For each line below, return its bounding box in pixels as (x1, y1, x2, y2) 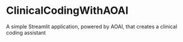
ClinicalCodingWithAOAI (6, 4, 129, 17)
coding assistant (6, 29, 46, 36)
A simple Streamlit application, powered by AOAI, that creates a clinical (6, 23, 178, 30)
